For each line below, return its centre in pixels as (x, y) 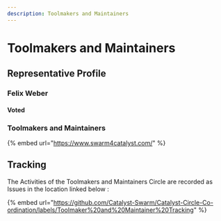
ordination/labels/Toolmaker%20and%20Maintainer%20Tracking (101, 210)
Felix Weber (28, 93)
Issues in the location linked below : (58, 189)
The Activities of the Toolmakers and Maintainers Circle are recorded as (110, 181)
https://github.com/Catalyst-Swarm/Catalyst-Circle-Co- (133, 202)
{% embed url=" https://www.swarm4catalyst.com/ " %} (87, 143)
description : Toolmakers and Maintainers (68, 14)
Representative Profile (57, 74)
